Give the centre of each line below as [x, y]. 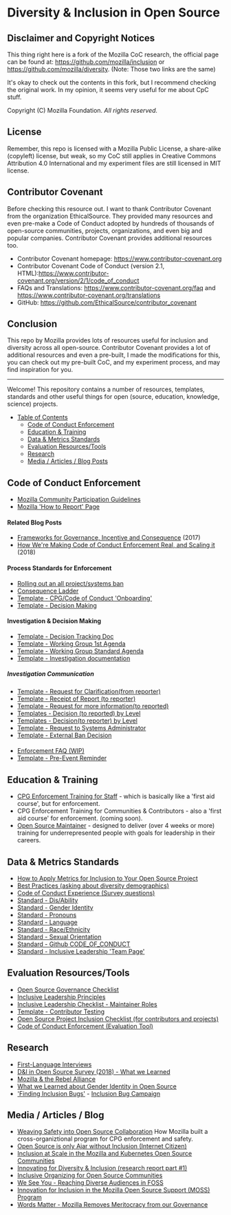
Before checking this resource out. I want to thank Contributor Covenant [109, 208]
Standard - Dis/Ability [47, 900]
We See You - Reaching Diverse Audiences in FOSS [90, 1183]
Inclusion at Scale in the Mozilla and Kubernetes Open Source [104, 1154]
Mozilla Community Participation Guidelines [79, 499]
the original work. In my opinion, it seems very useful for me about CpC [108, 90]
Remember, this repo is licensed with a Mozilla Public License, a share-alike [114, 149]
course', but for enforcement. [58, 804]
